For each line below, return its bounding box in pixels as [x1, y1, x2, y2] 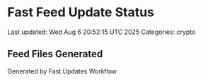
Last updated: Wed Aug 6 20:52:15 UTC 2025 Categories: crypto [7, 28, 196, 36]
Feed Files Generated [7, 48, 103, 60]
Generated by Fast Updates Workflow [7, 66, 117, 75]
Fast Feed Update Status [7, 4, 154, 20]
